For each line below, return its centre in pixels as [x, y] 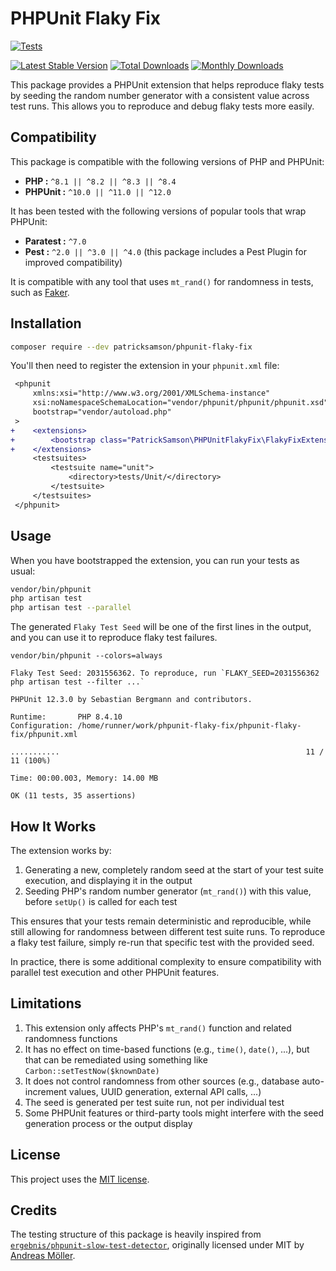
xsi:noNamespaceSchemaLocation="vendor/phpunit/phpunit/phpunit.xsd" [180, 403]
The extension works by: [61, 850]
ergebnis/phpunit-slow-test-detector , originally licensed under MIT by [157, 1245]
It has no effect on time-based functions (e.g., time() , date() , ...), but [167, 1049]
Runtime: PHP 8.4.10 [66, 717]
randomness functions [71, 1038]
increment [45, 1091]
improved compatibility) [73, 262]
